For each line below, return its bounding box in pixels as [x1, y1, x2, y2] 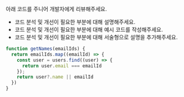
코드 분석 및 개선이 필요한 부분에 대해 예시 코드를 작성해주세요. [14, 26, 163, 33]
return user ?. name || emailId [17, 74, 94, 81]
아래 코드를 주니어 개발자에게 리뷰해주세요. [6, 5, 108, 12]
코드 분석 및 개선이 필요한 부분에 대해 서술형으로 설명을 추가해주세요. [14, 34, 178, 41]
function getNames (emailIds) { [6, 46, 86, 52]
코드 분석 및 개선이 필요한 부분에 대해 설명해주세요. [14, 18, 136, 26]
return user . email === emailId [21, 63, 102, 69]
